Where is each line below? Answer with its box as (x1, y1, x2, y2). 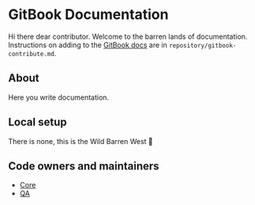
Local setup (8, 116, 67, 129)
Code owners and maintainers (8, 159, 159, 173)
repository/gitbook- (168, 41, 237, 49)
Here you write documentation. (8, 93, 109, 102)
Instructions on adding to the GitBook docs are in (8, 40, 167, 49)
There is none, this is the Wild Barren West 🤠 (8, 136, 154, 146)
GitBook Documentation (8, 6, 169, 24)
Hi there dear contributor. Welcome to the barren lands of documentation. (8, 32, 248, 41)
